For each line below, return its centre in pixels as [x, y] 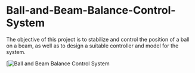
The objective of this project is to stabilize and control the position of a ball [98, 39]
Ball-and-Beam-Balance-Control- [91, 10]
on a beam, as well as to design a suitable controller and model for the [92, 46]
